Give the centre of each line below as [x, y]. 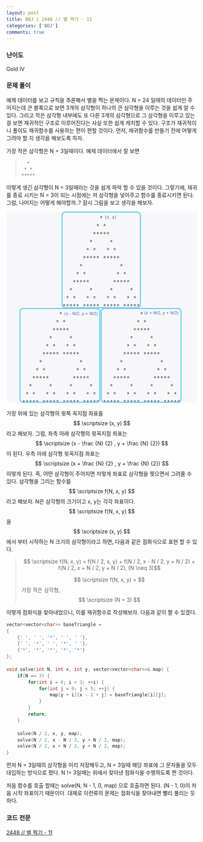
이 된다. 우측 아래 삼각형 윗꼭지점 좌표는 [53, 453]
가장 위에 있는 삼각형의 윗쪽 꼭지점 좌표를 [55, 413]
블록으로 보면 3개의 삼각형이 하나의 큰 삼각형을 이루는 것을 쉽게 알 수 [114, 108]
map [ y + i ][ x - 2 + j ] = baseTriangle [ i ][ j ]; [108, 695]
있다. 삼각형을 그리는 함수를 [39, 481]
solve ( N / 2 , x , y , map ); [50, 733]
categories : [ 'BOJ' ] [32, 26]
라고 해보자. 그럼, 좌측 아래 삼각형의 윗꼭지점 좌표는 [67, 433]
